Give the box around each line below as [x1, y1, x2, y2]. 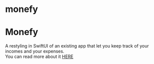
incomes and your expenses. [5, 48, 65, 54]
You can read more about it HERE [5, 53, 74, 59]
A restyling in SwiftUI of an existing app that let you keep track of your [5, 43, 150, 49]
